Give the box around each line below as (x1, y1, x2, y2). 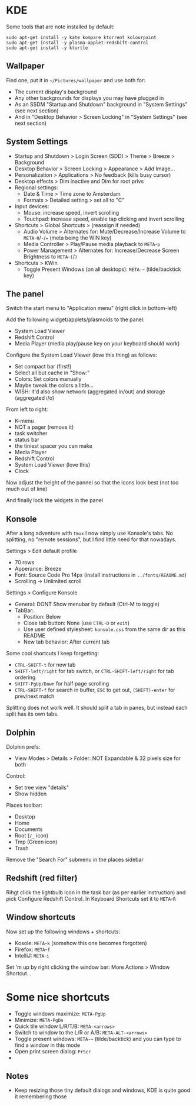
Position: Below (23, 613, 61, 620)
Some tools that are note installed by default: (6, 23, 115, 30)
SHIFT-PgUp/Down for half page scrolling (14, 680, 109, 687)
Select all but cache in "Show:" (14, 369, 90, 376)
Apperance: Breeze (14, 565, 62, 573)
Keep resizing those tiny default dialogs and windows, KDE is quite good (14, 1086, 191, 1094)
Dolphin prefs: (6, 743, 41, 750)
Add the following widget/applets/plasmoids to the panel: (6, 316, 145, 323)
